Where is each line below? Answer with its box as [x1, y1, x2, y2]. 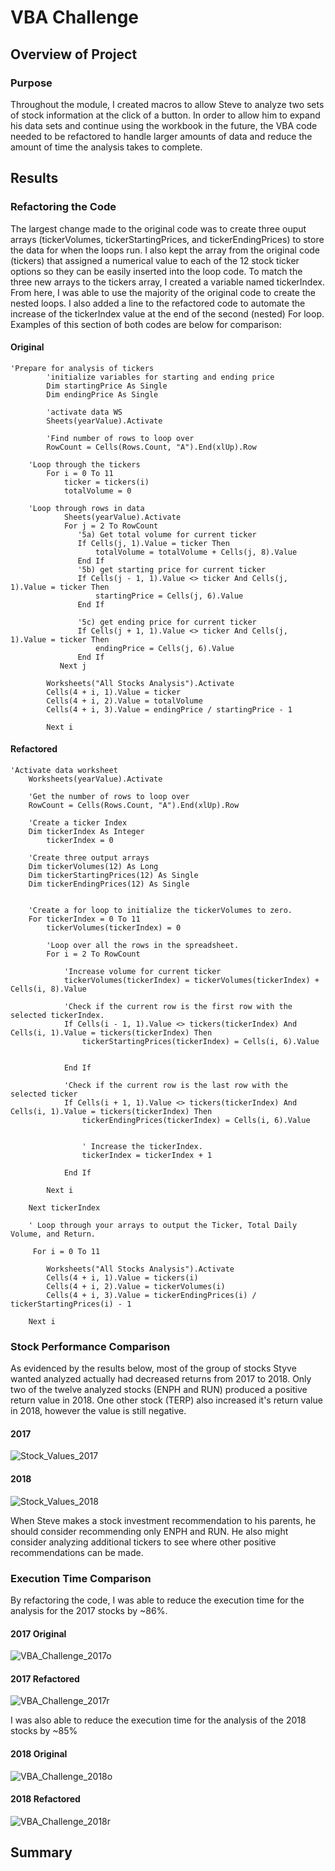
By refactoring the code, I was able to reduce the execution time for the [10, 1594, 305, 1606]
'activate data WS [46, 407, 123, 417]
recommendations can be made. [10, 1546, 144, 1558]
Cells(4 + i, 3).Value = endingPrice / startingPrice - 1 [46, 704, 293, 715]
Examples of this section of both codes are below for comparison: [10, 318, 282, 330]
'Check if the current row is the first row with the [63, 1001, 293, 1011]
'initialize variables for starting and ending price [46, 372, 275, 382]
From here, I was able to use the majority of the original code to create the [10, 286, 316, 298]
